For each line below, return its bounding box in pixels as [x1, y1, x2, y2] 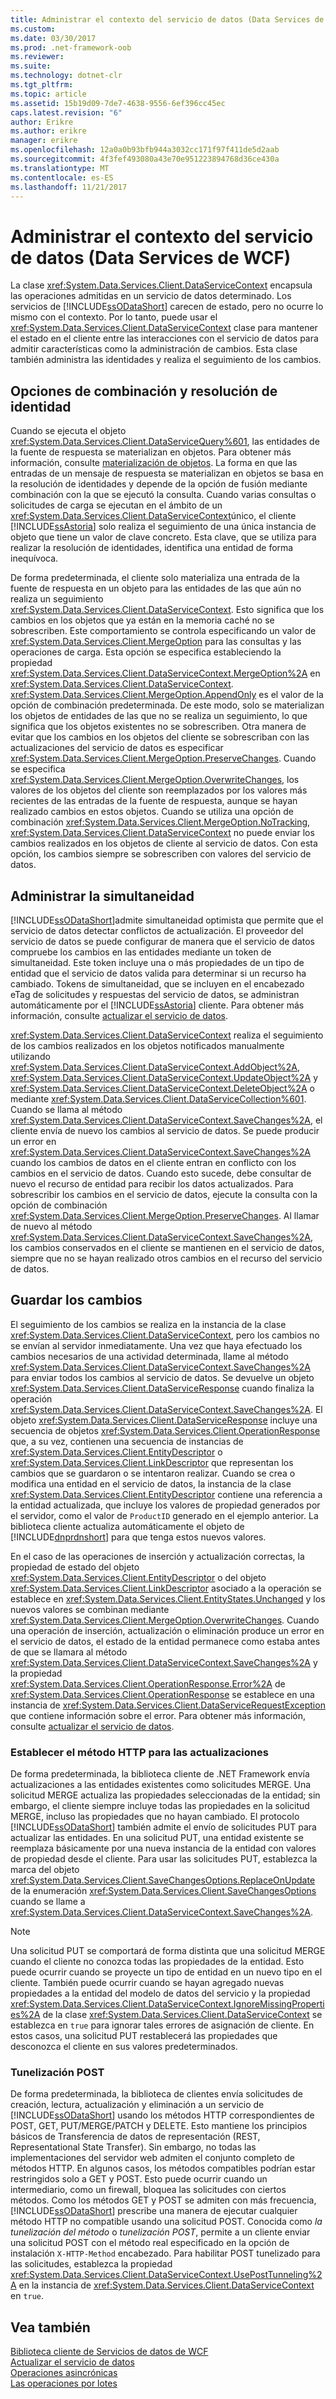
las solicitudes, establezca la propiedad [10, 2258, 173, 2270]
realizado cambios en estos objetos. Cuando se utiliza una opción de [10, 806, 294, 818]
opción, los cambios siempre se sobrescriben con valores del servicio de [10, 848, 312, 860]
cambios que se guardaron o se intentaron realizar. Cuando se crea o [10, 1467, 296, 1479]
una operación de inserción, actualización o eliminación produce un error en [10, 1624, 325, 1636]
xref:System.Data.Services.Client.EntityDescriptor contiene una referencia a [10, 1488, 323, 1500]
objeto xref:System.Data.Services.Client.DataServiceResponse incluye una [10, 1414, 318, 1426]
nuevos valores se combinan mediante [10, 1603, 170, 1615]
